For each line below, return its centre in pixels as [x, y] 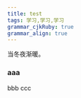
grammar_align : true [38, 33]
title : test [25, 14]
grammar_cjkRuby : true [40, 27]
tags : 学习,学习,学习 [36, 20]
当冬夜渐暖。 [26, 54]
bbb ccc [19, 87]
